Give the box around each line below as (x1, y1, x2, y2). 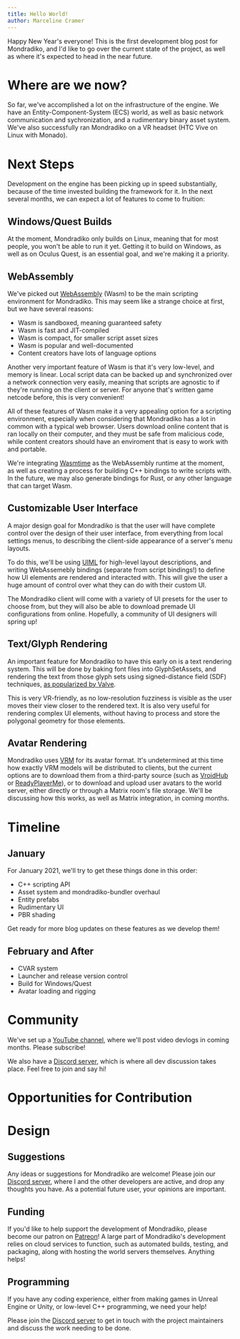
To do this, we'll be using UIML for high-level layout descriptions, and (7, 558, 211, 566)
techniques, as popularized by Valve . (7, 680, 116, 688)
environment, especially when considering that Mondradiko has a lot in (7, 415, 216, 423)
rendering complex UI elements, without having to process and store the (7, 708, 220, 717)
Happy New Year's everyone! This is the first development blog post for (7, 36, 219, 45)
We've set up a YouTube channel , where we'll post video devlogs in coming (7, 1036, 230, 1044)
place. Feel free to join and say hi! (7, 1064, 107, 1073)
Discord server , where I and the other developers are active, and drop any (7, 1177, 225, 1186)
